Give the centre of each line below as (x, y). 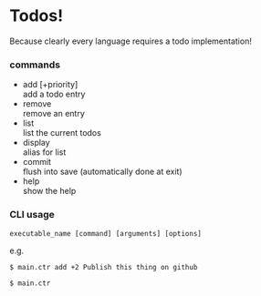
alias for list (44, 152)
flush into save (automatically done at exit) (102, 172)
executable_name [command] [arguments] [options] (106, 233)
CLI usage (32, 215)
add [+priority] (50, 85)
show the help (49, 191)
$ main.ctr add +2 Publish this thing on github (104, 267)
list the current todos (62, 133)
